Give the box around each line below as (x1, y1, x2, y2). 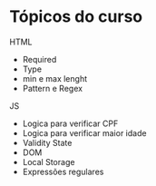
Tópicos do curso (9, 6, 143, 27)
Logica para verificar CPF (22, 118, 119, 129)
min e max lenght (22, 73, 88, 83)
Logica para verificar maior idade (22, 127, 147, 138)
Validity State (22, 137, 73, 148)
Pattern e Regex (22, 83, 83, 93)
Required (22, 54, 57, 64)
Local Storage (22, 156, 75, 167)
